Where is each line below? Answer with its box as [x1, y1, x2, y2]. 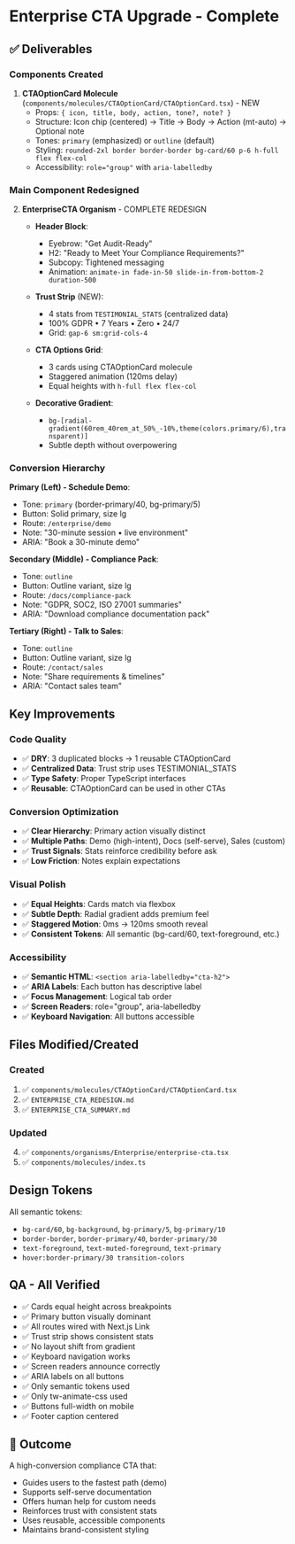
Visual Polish [9, 879, 66, 891]
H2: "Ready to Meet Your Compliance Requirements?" [48, 248, 245, 259]
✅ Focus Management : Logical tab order [21, 991, 172, 1002]
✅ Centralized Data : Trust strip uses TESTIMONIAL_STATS [21, 764, 237, 774]
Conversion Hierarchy [9, 462, 106, 475]
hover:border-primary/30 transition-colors [21, 1253, 185, 1262]
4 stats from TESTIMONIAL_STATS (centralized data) [48, 308, 229, 320]
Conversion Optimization [9, 806, 119, 819]
